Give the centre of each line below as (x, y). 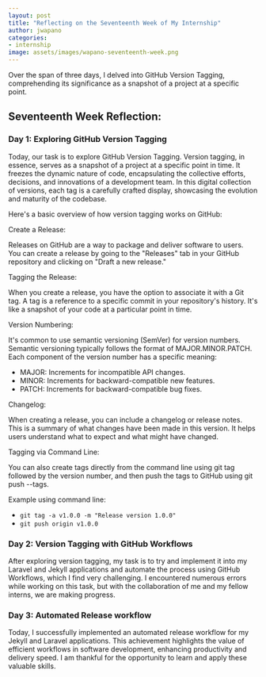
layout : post (30, 15)
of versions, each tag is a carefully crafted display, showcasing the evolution (133, 190)
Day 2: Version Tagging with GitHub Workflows (101, 544)
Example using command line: (57, 499)
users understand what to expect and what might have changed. (114, 436)
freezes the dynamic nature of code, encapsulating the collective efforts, (127, 173)
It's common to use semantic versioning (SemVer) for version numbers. (124, 340)
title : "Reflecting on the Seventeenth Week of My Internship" (115, 23)
